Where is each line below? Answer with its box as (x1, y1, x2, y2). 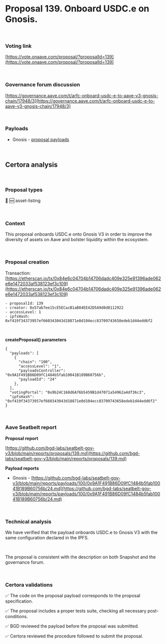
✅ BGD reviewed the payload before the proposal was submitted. (5, 623, 139, 629)
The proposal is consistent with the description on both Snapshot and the (5, 554, 156, 560)
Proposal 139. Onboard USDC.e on (5, 3, 150, 14)
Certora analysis (5, 160, 58, 169)
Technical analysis (5, 518, 51, 525)
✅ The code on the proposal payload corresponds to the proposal (5, 593, 141, 599)
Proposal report (5, 435, 38, 441)
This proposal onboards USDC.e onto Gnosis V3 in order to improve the (5, 231, 152, 237)
